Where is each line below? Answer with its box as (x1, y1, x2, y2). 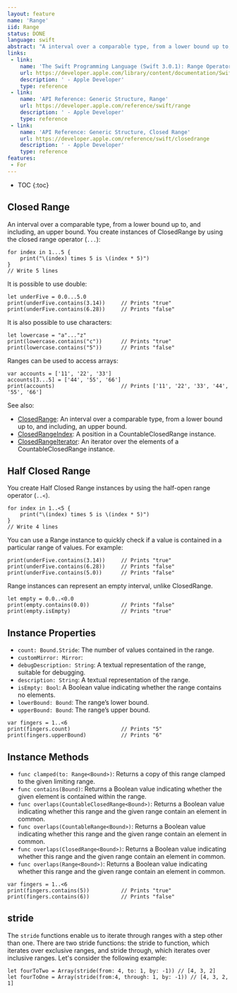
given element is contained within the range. (17, 792, 147, 800)
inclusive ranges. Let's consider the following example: (7, 953, 167, 962)
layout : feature (7, 10, 55, 18)
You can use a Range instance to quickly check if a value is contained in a (7, 536, 222, 545)
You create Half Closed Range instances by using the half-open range (7, 484, 210, 492)
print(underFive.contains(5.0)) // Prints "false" (7, 569, 175, 576)
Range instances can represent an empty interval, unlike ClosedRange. (7, 582, 213, 590)
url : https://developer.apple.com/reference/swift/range (20, 102, 191, 109)
